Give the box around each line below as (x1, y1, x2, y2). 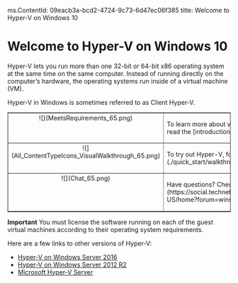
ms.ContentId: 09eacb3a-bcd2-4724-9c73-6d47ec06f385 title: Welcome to (7, 6, 230, 14)
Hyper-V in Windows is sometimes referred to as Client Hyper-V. (7, 98, 195, 106)
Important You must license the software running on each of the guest (7, 218, 214, 226)
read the (166, 127, 191, 135)
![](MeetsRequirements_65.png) (38, 113, 133, 122)
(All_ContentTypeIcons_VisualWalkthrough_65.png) (11, 151, 161, 160)
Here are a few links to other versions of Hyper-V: (7, 239, 152, 248)
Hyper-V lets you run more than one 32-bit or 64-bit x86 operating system (7, 62, 225, 70)
